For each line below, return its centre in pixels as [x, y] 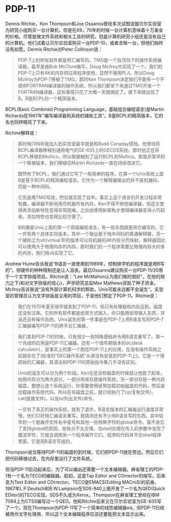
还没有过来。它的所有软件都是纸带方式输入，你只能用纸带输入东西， [89, 313]
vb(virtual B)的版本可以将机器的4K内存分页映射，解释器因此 [103, 240]
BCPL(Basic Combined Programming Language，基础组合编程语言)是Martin [85, 109]
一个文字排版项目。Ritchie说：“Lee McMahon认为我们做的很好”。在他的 [85, 276]
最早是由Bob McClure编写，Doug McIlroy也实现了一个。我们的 [97, 66]
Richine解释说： [22, 133]
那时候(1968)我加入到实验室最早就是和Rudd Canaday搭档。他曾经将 [89, 144]
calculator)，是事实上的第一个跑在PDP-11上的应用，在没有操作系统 [88, 349]
